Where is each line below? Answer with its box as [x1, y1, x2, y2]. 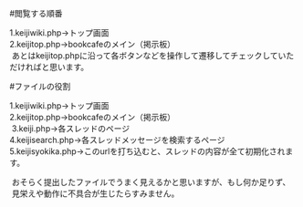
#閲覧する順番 [9, 8, 63, 18]
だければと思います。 [9, 62, 89, 72]
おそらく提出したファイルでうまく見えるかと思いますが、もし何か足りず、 [11, 177, 291, 187]
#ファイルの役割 [9, 81, 71, 91]
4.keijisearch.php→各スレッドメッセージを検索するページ [9, 135, 225, 145]
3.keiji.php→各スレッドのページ [11, 123, 131, 134]
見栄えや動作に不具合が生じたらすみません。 [11, 188, 180, 199]
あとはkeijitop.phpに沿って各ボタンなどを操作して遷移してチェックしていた [11, 50, 295, 61]
